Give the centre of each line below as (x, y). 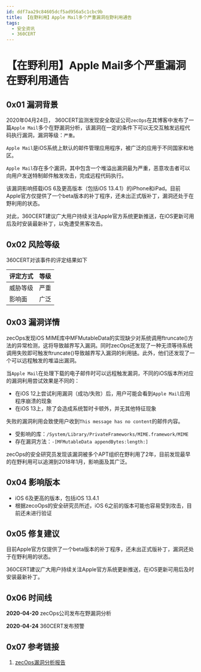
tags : (13, 23)
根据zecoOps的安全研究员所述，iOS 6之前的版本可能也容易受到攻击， (101, 505)
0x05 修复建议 (33, 534)
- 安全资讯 (23, 28)
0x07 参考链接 (33, 646)
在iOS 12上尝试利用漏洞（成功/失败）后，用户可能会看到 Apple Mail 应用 (102, 393)
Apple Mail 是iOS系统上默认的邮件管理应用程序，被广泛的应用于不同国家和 (97, 148)
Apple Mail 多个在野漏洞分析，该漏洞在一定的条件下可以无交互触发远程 (98, 128)
